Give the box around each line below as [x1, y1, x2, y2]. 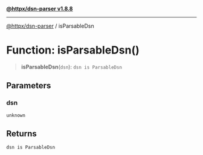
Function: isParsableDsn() [6, 43, 140, 57]
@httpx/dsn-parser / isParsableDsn [6, 22, 95, 29]
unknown [6, 112, 26, 118]
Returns [6, 129, 37, 139]
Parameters [6, 81, 51, 91]
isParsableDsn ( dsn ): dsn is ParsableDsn [21, 63, 123, 70]
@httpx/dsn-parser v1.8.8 [6, 5, 73, 12]
